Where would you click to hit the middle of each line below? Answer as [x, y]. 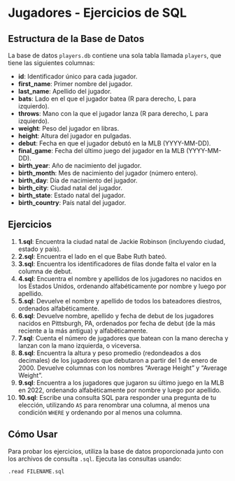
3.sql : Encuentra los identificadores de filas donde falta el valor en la [117, 264]
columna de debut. [45, 271]
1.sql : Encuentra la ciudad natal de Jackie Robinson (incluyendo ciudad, [122, 241]
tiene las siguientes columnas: [51, 63]
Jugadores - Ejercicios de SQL [98, 13]
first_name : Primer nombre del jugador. [75, 84]
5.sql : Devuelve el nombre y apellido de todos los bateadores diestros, [120, 301]
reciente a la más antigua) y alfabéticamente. [83, 331]
